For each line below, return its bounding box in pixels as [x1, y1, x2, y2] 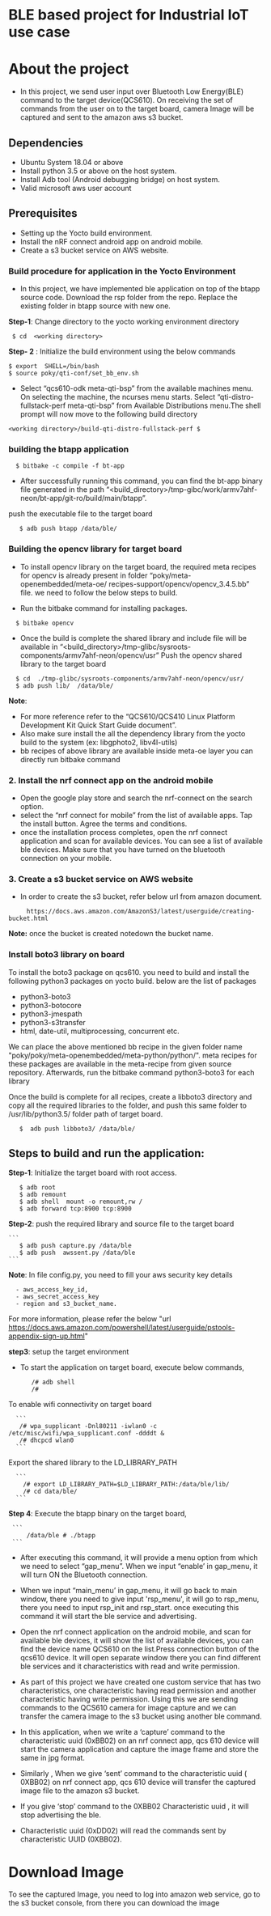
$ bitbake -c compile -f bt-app [15, 462, 125, 470]
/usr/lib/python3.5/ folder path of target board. [8, 1108, 163, 1118]
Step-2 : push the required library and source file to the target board [8, 1219, 235, 1229]
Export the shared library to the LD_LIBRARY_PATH [8, 1458, 178, 1468]
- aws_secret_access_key [15, 1293, 100, 1301]
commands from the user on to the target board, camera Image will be [19, 104, 255, 114]
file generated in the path [19, 485, 105, 494]
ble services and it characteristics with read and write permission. [19, 1661, 240, 1672]
